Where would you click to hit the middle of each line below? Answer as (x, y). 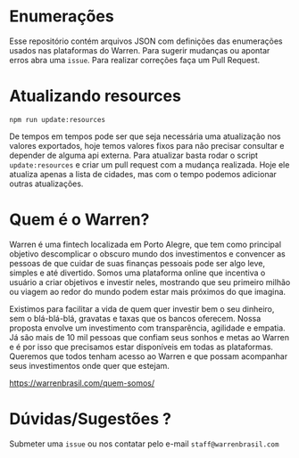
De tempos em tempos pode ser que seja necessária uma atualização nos (145, 136)
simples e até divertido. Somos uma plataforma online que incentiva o (137, 273)
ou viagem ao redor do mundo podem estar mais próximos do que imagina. (148, 291)
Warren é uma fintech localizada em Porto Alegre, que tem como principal (145, 244)
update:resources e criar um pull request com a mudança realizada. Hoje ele (149, 164)
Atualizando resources (95, 96)
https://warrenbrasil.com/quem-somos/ (82, 383)
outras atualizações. (46, 184)
